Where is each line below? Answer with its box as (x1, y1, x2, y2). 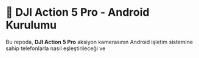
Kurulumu (5, 18, 57, 32)
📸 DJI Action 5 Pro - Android (5, 5, 150, 19)
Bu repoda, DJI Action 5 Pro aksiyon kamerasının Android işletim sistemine (5, 38, 193, 45)
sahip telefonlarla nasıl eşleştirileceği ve (5, 45, 106, 52)
